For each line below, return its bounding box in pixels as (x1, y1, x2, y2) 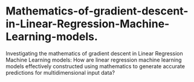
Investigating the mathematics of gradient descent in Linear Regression (5, 49, 184, 57)
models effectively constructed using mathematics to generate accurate (5, 62, 186, 70)
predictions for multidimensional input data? (5, 69, 115, 76)
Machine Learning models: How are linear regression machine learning (5, 56, 182, 63)
